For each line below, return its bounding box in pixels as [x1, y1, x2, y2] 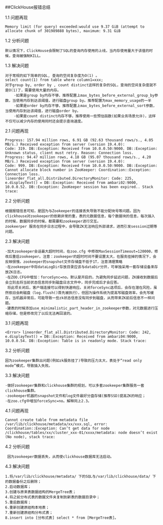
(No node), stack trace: [5, 434, 55, 439]
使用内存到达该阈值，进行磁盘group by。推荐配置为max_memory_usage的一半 [16, 98, 152, 103]
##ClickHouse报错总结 [5, 4, 51, 10]
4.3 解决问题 [5, 464, 30, 469]
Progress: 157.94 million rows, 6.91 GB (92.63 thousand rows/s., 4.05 [5, 138, 153, 143]
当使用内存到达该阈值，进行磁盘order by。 [5, 109, 81, 113]
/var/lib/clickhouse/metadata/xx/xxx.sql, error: [5, 422, 108, 427]
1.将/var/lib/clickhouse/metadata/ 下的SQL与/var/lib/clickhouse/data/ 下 [5, 474, 157, 479]
